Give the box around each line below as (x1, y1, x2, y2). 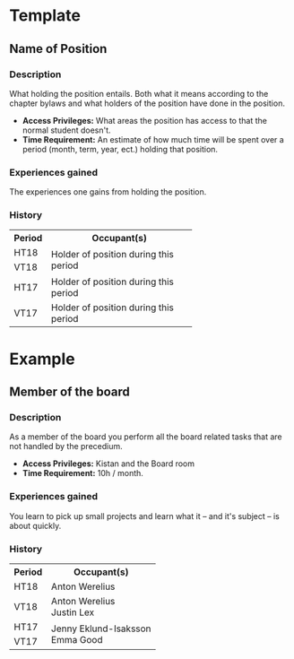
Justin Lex (50, 606, 95, 619)
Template (9, 5, 81, 26)
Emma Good (50, 633, 103, 646)
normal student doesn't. (22, 125, 111, 135)
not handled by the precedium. (9, 441, 123, 452)
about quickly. (9, 520, 62, 531)
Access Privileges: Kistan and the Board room (22, 458, 195, 469)
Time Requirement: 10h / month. (22, 468, 143, 479)
